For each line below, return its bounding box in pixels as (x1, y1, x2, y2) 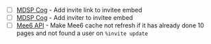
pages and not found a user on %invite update (16, 29, 149, 37)
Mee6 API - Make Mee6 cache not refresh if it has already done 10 (16, 21, 205, 30)
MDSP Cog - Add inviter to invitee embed (16, 14, 134, 22)
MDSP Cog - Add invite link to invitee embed (16, 6, 142, 14)
